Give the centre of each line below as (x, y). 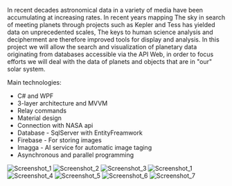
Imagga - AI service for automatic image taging (84, 147)
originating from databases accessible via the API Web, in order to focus (110, 54)
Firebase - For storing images (59, 140)
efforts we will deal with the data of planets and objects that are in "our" (110, 61)
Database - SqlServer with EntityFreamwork (80, 133)
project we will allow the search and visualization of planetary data (102, 47)
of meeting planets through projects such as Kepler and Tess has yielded (111, 25)
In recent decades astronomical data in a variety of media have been (105, 10)
